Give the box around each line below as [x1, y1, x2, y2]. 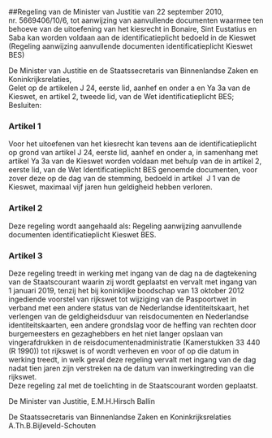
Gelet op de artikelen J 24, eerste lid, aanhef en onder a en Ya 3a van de [8, 83, 251, 93]
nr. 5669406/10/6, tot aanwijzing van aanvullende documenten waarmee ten [8, 15, 264, 25]
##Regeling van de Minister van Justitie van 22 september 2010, [8, 7, 224, 16]
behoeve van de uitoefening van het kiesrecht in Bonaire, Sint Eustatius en [8, 24, 257, 33]
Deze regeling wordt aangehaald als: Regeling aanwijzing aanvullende [8, 221, 242, 231]
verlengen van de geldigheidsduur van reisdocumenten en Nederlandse [8, 311, 249, 321]
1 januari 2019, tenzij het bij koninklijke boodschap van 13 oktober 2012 [8, 285, 245, 295]
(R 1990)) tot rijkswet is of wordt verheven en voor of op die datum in [8, 345, 240, 356]
